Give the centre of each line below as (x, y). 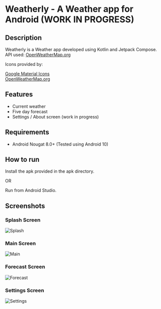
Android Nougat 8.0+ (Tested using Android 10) (60, 144)
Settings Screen (25, 290)
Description (23, 38)
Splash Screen (23, 220)
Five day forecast (30, 111)
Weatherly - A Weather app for (69, 9)
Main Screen (20, 244)
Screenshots (25, 206)
